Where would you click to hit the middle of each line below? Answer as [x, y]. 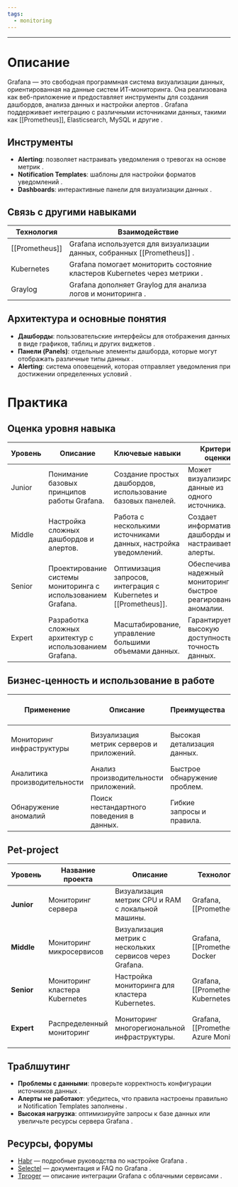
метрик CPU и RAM [148, 900]
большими [132, 642]
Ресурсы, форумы [50, 1143]
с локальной [136, 909]
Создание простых [146, 474]
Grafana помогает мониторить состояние [141, 265]
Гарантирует [209, 619]
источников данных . [49, 1091]
